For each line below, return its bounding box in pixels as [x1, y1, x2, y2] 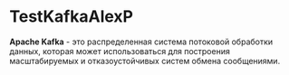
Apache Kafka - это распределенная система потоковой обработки [9, 36, 274, 47]
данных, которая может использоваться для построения [9, 45, 231, 56]
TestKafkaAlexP [9, 6, 134, 27]
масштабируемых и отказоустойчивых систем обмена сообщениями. [9, 55, 281, 66]
